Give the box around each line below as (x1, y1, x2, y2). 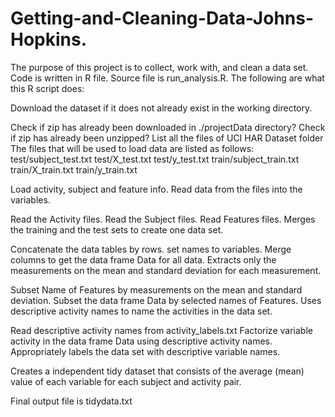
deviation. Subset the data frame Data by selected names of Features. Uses (10, 294, 322, 306)
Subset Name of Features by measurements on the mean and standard (10, 283, 303, 296)
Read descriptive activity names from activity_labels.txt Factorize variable (10, 324, 313, 336)
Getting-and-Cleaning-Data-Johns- (10, 7, 315, 30)
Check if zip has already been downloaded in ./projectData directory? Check (10, 121, 326, 133)
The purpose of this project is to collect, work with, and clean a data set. (10, 61, 309, 73)
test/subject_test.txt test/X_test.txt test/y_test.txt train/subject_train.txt (10, 153, 300, 165)
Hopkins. (10, 28, 88, 51)
